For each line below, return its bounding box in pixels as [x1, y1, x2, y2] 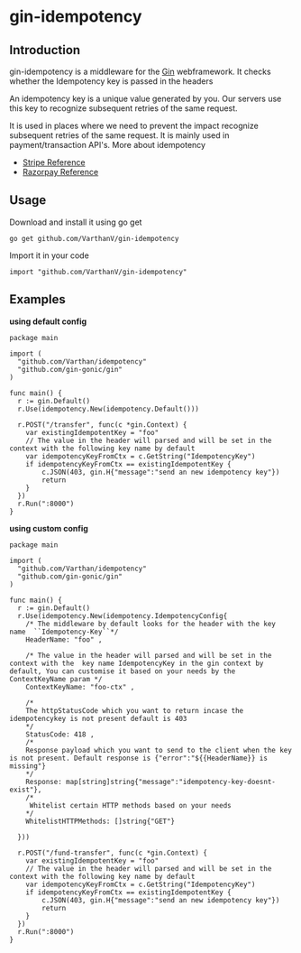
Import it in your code [9, 250, 90, 261]
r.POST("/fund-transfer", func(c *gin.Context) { [17, 848, 207, 857]
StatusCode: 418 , [25, 729, 95, 739]
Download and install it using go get [9, 217, 142, 227]
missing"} [9, 761, 47, 771]
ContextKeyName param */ [9, 674, 103, 683]
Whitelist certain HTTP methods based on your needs [29, 800, 232, 810]
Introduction [9, 42, 81, 58]
